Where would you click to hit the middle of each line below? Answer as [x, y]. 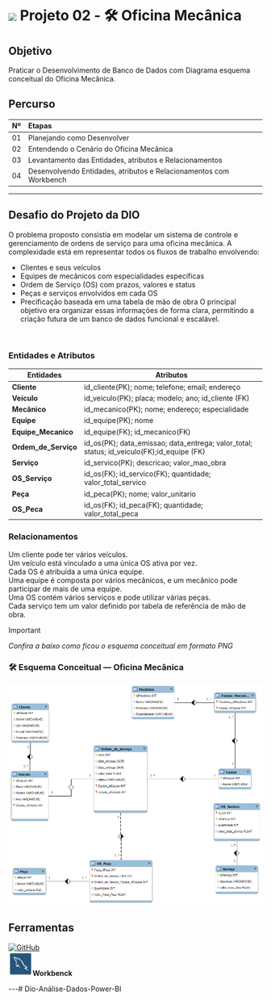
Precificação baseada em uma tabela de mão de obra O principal [128, 301]
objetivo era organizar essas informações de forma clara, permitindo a [137, 310]
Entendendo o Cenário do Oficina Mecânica [100, 149]
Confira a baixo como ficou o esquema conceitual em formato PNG [121, 646]
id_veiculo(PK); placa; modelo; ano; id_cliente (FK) [167, 398]
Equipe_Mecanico [43, 432]
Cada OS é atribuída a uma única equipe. [77, 571]
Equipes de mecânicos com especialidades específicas [112, 276]
